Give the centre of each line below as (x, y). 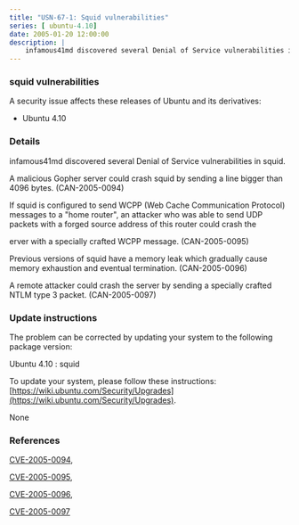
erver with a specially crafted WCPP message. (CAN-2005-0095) (129, 241)
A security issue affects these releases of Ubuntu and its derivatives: (135, 101)
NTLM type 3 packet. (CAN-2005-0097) (83, 294)
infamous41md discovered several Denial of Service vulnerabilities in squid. (148, 160)
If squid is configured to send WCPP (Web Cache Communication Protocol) (147, 205)
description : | (37, 42)
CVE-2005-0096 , (41, 495)
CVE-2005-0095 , (41, 477)
